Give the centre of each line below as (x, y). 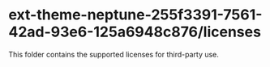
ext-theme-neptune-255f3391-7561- (135, 15)
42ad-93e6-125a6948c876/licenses (135, 32)
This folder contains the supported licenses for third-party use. (114, 54)
